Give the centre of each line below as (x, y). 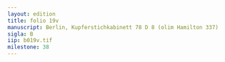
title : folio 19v (33, 21)
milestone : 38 (29, 47)
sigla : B (20, 34)
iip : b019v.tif (30, 41)
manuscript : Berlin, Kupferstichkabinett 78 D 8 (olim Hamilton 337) (113, 27)
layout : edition (31, 14)
